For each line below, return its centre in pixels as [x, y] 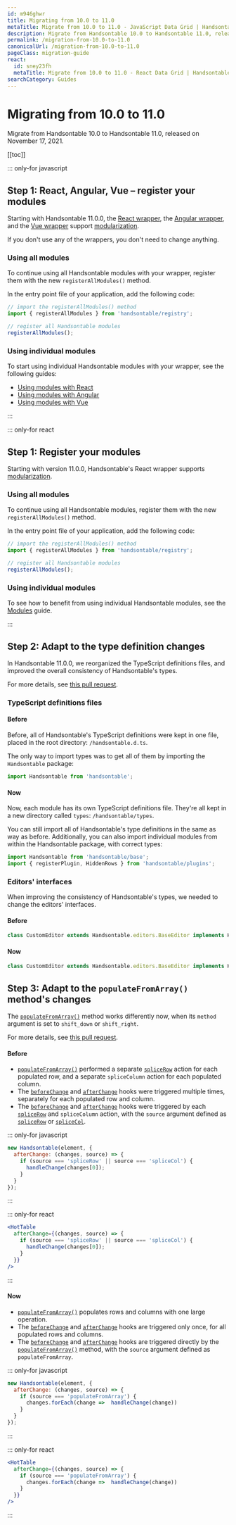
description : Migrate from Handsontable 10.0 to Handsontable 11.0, [110, 33]
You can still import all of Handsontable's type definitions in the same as [112, 829]
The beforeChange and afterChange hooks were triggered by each [111, 1107]
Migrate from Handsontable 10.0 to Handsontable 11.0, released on [103, 134]
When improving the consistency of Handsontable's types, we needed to [113, 897]
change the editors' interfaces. [52, 905]
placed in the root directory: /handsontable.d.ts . [78, 743]
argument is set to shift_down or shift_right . [73, 1024]
